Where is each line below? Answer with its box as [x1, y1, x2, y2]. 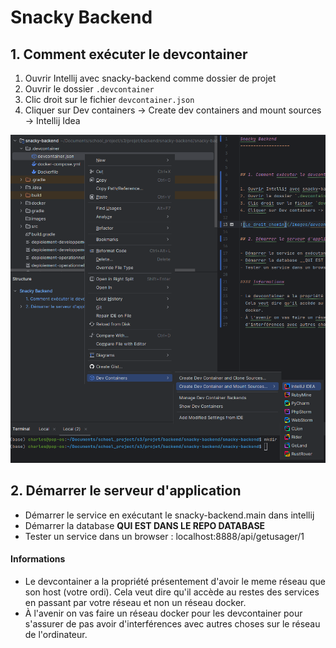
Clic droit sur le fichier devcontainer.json [24, 94, 195, 105]
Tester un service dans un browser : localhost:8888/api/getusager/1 [24, 530, 305, 542]
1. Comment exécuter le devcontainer [10, 46, 248, 63]
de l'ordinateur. [24, 628, 88, 640]
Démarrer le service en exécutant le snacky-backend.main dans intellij [24, 509, 315, 521]
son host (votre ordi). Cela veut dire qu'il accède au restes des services [24, 586, 320, 598]
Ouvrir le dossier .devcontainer [24, 83, 155, 95]
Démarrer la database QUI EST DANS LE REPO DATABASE [24, 519, 266, 531]
